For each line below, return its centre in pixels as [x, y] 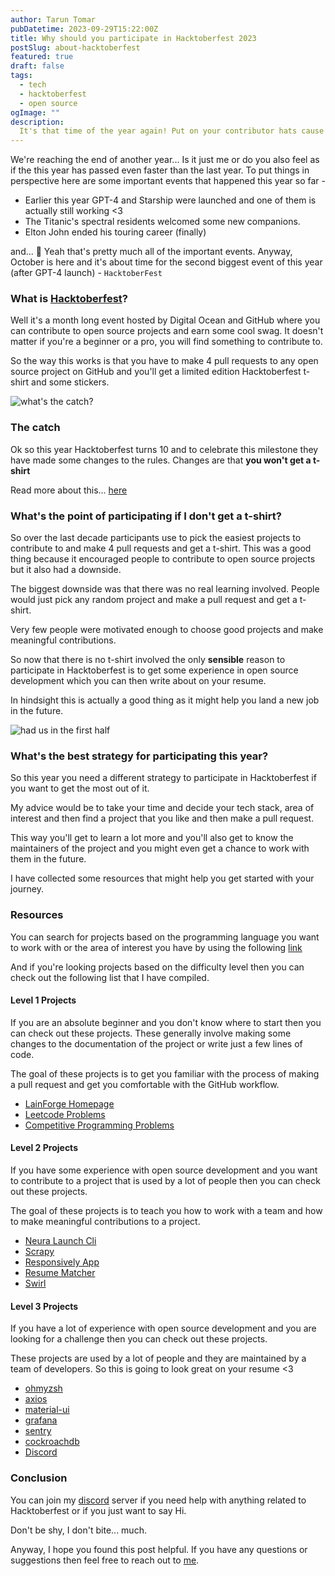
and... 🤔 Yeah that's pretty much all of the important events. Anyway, [151, 252]
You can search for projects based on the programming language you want [165, 937]
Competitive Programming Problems [99, 1125]
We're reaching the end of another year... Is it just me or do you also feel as [165, 160]
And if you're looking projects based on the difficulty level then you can [157, 967]
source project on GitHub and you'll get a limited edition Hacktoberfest [156, 372]
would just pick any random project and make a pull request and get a [154, 600]
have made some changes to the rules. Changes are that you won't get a [161, 460]
